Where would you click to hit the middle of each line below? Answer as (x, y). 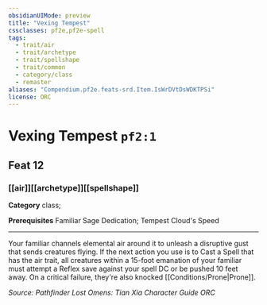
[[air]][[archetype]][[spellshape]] (74, 187)
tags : (17, 38)
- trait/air (35, 45)
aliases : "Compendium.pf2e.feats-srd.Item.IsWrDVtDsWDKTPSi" (112, 89)
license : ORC (30, 97)
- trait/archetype (46, 52)
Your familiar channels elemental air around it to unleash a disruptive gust (128, 244)
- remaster (33, 82)
